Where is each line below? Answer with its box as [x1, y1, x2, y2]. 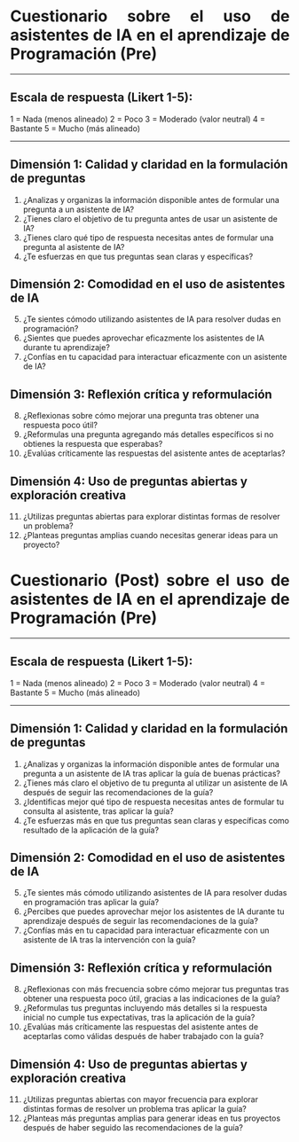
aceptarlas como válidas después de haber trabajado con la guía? [22, 1031, 264, 1042]
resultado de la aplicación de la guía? [22, 825, 159, 835]
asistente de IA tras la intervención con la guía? [22, 935, 196, 945]
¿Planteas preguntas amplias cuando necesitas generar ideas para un [22, 530, 279, 540]
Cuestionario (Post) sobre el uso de [10, 570, 290, 591]
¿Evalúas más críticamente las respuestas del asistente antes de [22, 1021, 259, 1032]
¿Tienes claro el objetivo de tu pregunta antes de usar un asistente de [22, 213, 278, 223]
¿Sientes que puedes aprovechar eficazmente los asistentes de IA [22, 332, 265, 343]
